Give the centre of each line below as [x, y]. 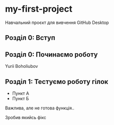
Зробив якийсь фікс [26, 117]
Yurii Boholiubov [22, 66]
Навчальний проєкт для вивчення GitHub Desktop [57, 22]
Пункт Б [21, 98]
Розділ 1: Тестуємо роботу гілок [57, 82]
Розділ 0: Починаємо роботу [51, 54]
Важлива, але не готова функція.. [40, 108]
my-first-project [39, 9]
